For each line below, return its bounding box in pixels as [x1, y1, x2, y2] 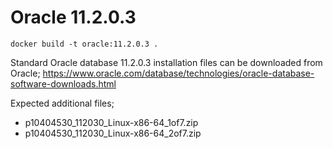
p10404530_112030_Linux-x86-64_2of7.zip [24, 127, 202, 139]
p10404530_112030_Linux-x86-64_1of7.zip [24, 116, 199, 128]
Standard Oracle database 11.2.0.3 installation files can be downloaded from [10, 56, 323, 68]
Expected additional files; [10, 97, 115, 109]
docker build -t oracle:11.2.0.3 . [10, 39, 159, 49]
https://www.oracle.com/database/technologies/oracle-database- [42, 67, 315, 79]
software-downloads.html [10, 77, 117, 90]
